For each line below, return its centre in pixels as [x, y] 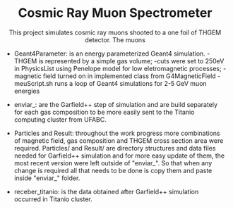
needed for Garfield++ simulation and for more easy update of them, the [119, 156]
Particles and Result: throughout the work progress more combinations [117, 133]
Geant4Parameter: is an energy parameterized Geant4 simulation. [110, 53]
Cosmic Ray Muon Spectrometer [115, 13]
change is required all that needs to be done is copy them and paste [113, 170]
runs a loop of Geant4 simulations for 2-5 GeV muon [131, 83]
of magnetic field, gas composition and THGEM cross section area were [119, 140]
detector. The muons [115, 39]
